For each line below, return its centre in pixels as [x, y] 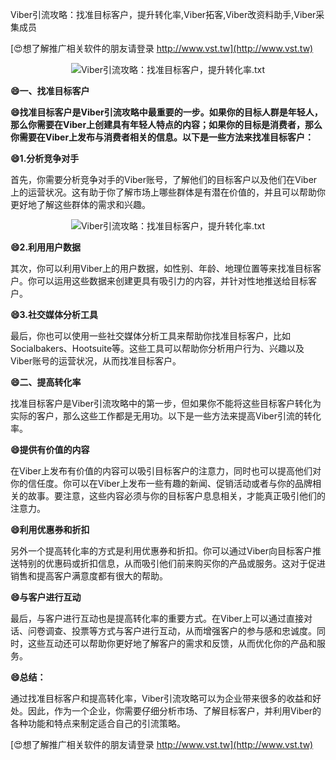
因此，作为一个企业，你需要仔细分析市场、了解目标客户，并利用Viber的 [174, 711]
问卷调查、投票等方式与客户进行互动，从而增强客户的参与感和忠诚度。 [172, 631]
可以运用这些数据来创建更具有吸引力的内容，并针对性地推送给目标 [172, 281]
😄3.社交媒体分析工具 [54, 314]
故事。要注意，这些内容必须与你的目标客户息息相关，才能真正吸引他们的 [176, 496]
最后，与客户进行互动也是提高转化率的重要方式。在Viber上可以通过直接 [157, 618]
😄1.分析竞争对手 [45, 158]
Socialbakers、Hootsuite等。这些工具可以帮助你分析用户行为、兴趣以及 [157, 348]
